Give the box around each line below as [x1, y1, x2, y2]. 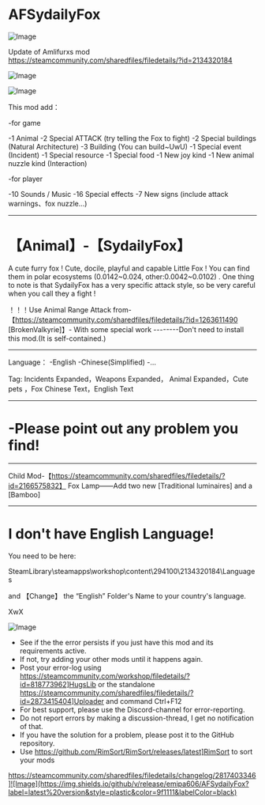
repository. [19, 738, 55, 748]
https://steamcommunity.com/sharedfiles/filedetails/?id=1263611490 [15, 315, 238, 324]
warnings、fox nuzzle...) [8, 198, 88, 208]
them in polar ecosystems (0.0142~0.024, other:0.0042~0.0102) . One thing [8, 271, 255, 282]
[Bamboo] [8, 489, 41, 499]
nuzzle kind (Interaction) [8, 158, 88, 168]
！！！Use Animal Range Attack [8, 304, 112, 314]
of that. [19, 721, 43, 731]
